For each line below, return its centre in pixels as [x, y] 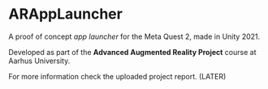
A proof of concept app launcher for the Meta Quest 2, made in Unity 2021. [134, 36]
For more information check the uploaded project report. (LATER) [117, 76]
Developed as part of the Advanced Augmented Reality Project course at [132, 52]
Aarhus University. [39, 61]
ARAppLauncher [66, 14]
